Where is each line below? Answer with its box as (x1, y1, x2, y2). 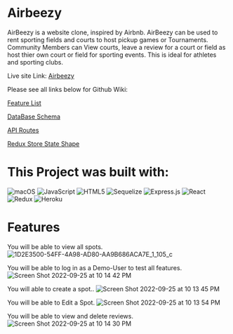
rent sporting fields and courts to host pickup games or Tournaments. (7, 35, 208, 44)
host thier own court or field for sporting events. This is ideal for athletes (7, 51, 217, 59)
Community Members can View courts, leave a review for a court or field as (7, 43, 226, 51)
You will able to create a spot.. (7, 284, 95, 293)
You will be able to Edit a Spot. (7, 298, 95, 307)
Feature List (7, 98, 42, 107)
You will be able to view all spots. (7, 242, 103, 250)
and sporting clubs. (7, 58, 63, 66)
